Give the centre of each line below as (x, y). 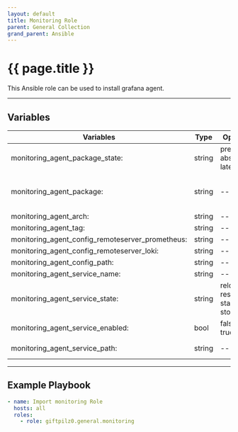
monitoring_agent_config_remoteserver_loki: (85, 251)
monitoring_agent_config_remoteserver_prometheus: (99, 239)
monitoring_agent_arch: (50, 216)
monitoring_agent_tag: (48, 228)
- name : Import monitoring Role (55, 402)
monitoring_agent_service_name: (66, 274)
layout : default (31, 14)
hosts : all (30, 408)
